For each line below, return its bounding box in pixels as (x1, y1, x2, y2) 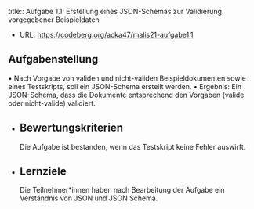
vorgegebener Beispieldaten (8, 15, 100, 24)
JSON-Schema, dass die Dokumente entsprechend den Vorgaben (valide (8, 90, 245, 99)
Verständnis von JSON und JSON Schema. (19, 193, 158, 203)
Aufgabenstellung (8, 52, 99, 66)
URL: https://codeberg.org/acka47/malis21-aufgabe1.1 (19, 31, 194, 39)
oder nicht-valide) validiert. (8, 98, 96, 108)
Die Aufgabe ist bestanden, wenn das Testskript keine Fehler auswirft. (19, 142, 246, 151)
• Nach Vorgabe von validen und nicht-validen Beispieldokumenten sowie (8, 74, 247, 83)
